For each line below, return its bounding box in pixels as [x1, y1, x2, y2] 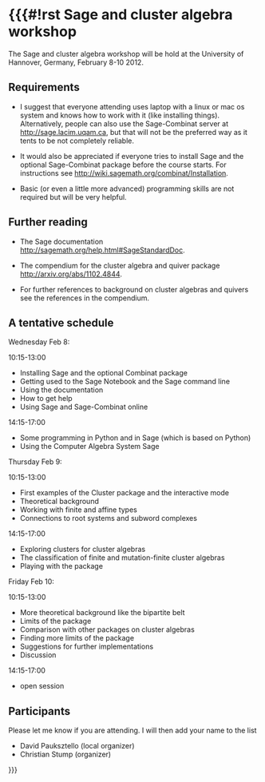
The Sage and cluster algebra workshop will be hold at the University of [8, 49, 244, 58]
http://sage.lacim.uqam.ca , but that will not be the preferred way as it [19, 127, 247, 137]
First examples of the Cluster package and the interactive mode [19, 488, 230, 498]
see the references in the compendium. [19, 293, 150, 303]
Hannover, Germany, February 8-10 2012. [8, 58, 144, 67]
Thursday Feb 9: [8, 457, 62, 466]
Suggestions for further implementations [19, 641, 154, 652]
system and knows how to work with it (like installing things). [19, 110, 220, 120]
